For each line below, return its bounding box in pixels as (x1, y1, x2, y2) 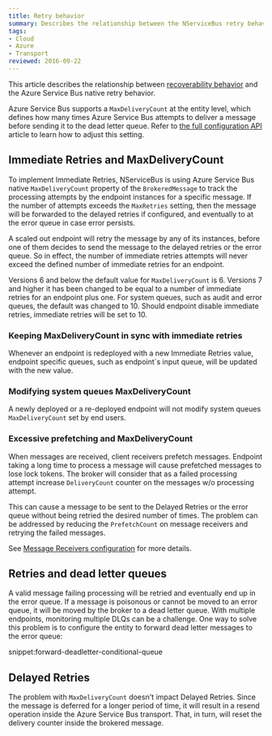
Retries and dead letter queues (8, 566, 168, 580)
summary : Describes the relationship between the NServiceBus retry (8, 19, 244, 28)
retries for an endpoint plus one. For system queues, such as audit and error (8, 292, 263, 302)
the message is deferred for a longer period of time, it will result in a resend (8, 701, 261, 711)
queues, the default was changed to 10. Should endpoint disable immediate (8, 301, 259, 311)
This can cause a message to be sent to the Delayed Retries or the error (8, 501, 249, 511)
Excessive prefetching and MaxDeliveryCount (8, 433, 193, 445)
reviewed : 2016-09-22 (8, 58, 82, 66)
